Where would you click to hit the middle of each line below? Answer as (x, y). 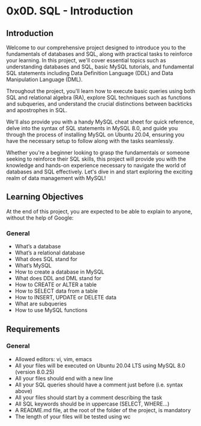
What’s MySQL (33, 266)
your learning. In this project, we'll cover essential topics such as (86, 60)
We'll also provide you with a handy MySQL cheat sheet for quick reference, (100, 122)
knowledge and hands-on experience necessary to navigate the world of (96, 165)
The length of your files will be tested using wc (73, 416)
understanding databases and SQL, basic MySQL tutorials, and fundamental (100, 67)
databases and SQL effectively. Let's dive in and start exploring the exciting (100, 172)
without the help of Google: (40, 218)
